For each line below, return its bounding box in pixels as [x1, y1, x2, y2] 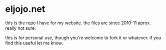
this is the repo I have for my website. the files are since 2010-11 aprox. [5, 20, 151, 26]
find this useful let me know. [5, 40, 63, 46]
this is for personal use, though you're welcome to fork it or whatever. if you [5, 35, 161, 41]
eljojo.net [5, 3, 45, 15]
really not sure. [5, 25, 36, 31]
